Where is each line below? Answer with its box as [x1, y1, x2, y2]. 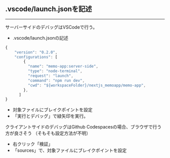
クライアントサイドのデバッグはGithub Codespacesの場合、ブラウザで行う [5, 124, 162, 130]
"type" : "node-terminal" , [27, 69, 82, 74]
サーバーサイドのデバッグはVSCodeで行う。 [5, 24, 98, 30]
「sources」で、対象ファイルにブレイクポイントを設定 [12, 147, 127, 153]
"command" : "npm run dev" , [27, 78, 85, 83]
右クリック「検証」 [12, 141, 53, 147]
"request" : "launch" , [27, 73, 73, 79]
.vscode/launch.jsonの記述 [12, 35, 68, 41]
